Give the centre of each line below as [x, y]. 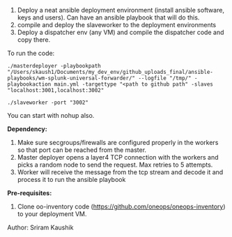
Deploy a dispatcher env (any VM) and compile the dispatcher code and [121, 32]
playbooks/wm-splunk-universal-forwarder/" [71, 78]
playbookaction [29, 84]
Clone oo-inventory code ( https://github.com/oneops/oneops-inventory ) [121, 206]
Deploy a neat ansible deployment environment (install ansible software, [121, 10]
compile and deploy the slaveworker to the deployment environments [117, 25]
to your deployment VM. [52, 214]
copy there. [34, 40]
